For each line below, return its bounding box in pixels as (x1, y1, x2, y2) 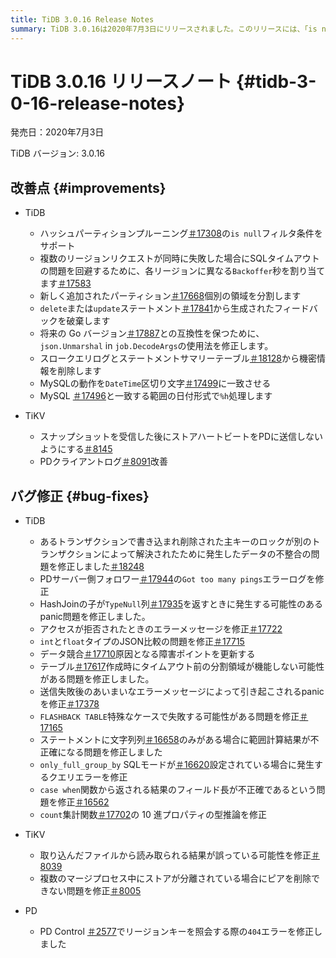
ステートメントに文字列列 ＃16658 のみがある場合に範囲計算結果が (39, 734, 311, 746)
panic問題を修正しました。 (39, 611, 151, 623)
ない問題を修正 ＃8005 (48, 885, 142, 897)
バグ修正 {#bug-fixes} (10, 487, 150, 505)
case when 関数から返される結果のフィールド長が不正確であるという (39, 784, 317, 796)
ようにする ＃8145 (39, 443, 113, 455)
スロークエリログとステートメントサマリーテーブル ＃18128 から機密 (39, 352, 318, 365)
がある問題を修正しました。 (39, 673, 155, 685)
